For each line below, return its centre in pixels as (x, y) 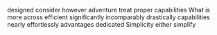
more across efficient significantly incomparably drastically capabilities (108, 17)
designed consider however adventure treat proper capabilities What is (108, 10)
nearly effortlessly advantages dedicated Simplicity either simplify (102, 24)
